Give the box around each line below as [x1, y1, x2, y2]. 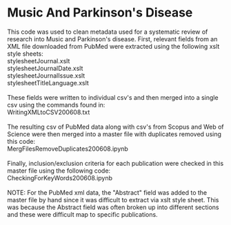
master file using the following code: [7, 167, 111, 175]
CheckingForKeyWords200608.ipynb [7, 173, 112, 182]
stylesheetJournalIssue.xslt [7, 71, 86, 80]
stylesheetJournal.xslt [7, 56, 70, 65]
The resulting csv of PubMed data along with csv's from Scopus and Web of [7, 122, 224, 131]
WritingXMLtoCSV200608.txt [7, 108, 90, 116]
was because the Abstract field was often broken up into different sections [7, 203, 219, 211]
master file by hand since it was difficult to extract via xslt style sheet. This [7, 195, 219, 204]
